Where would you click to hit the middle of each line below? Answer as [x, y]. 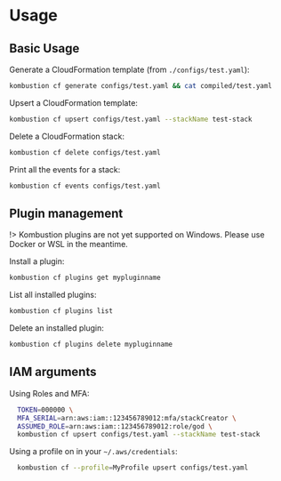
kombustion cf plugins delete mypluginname [91, 345]
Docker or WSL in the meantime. [69, 245]
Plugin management [66, 213]
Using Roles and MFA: [50, 393]
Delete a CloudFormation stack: [67, 136]
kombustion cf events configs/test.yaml [85, 186]
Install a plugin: [37, 261]
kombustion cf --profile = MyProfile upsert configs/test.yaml [133, 468]
